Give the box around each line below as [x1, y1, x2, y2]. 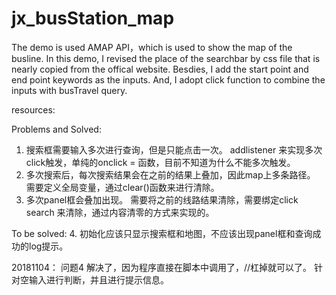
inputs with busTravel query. [11, 84, 128, 96]
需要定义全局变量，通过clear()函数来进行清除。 [25, 181, 220, 193]
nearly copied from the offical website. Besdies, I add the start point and [11, 63, 309, 75]
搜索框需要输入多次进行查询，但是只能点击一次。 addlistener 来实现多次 [25, 143, 323, 156]
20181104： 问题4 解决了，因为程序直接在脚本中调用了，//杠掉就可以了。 [11, 261, 312, 273]
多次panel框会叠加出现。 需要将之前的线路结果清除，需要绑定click [25, 193, 299, 206]
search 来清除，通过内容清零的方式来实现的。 [25, 206, 215, 218]
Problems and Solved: [11, 123, 102, 135]
